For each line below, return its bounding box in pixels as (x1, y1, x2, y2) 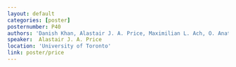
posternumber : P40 (7, 23, 61, 30)
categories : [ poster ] (7, 17, 71, 24)
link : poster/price (7, 50, 65, 57)
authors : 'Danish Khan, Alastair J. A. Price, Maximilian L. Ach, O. (7, 29, 216, 37)
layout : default (7, 10, 55, 17)
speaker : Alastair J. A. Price (7, 36, 102, 43)
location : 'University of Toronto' (7, 43, 112, 50)
